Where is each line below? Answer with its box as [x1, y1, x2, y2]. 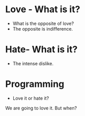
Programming [5, 78, 65, 90]
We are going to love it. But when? [5, 105, 77, 111]
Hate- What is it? [5, 44, 78, 55]
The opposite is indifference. [12, 25, 73, 32]
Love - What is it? [5, 4, 80, 15]
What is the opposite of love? [12, 20, 74, 26]
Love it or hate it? [12, 95, 49, 101]
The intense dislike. [12, 60, 53, 67]
